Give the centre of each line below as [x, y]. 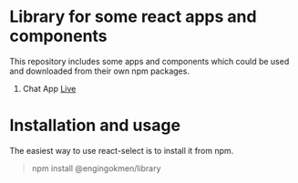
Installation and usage [95, 126]
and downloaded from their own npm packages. [99, 71]
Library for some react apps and [133, 17]
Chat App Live [49, 88]
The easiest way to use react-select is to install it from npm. [122, 150]
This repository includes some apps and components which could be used [149, 61]
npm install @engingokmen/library [96, 168]
